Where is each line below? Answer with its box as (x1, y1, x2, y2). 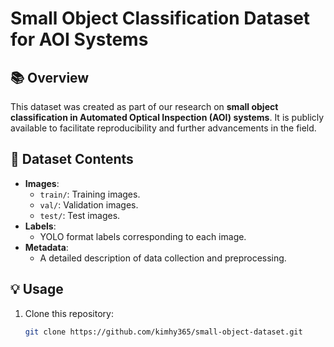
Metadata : (24, 241, 69, 253)
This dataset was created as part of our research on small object (10, 101, 279, 112)
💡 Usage (10, 281, 64, 298)
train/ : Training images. (39, 188, 141, 200)
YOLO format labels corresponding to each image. (39, 230, 247, 242)
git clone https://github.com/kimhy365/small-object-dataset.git (24, 327, 303, 337)
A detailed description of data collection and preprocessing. (39, 252, 287, 264)
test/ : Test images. (39, 209, 121, 221)
